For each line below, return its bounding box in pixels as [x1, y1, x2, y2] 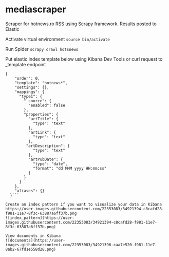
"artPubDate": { [28, 157, 63, 162]
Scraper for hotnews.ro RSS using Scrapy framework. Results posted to [5, 21, 157, 27]
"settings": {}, [14, 85, 50, 90]
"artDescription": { [26, 143, 70, 149]
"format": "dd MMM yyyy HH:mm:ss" [32, 166, 107, 171]
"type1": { [18, 94, 43, 99]
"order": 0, [14, 76, 40, 81]
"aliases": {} [14, 188, 45, 193]
